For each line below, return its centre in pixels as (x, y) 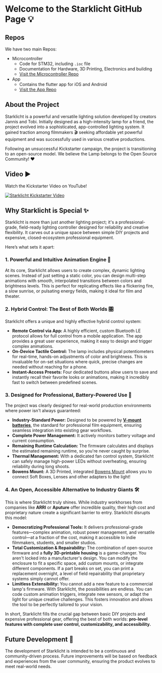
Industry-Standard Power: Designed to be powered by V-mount (77, 420)
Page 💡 (19, 19)
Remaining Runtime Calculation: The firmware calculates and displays (83, 446)
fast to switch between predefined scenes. (55, 383)
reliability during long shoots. (41, 467)
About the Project (32, 105)
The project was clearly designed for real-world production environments (78, 405)
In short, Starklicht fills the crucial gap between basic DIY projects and (75, 614)
